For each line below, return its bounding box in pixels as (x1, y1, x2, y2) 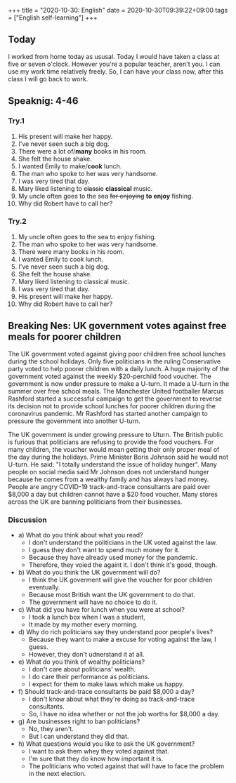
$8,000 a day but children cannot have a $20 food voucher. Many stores (8, 490, 218, 498)
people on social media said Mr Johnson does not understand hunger (8, 467, 210, 476)
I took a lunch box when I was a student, (28, 613, 146, 621)
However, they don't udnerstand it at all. (28, 650, 145, 658)
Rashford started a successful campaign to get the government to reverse (8, 394, 222, 403)
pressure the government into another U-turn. (8, 417, 141, 425)
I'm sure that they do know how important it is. (28, 754, 164, 763)
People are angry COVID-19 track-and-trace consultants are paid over (8, 482, 211, 490)
